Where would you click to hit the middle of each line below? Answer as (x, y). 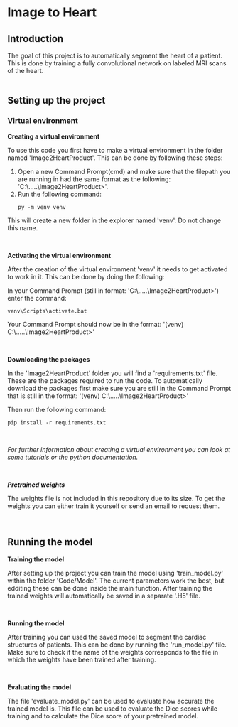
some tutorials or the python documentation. (73, 457)
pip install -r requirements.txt (57, 422)
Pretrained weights (36, 485)
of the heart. (26, 71)
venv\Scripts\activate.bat (47, 311)
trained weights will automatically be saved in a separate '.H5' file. (104, 596)
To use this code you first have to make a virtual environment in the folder (115, 150)
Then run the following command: (57, 409)
